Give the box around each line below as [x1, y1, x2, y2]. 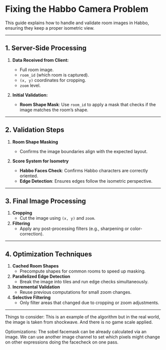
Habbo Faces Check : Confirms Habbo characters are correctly [19, 167, 148, 173]
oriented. [19, 173, 39, 179]
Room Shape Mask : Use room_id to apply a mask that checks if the [19, 101, 156, 107]
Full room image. [19, 67, 54, 73]
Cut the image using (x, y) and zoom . [19, 215, 95, 221]
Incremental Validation [12, 284, 60, 290]
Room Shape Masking [12, 139, 58, 145]
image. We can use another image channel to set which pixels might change [5, 334, 161, 340]
